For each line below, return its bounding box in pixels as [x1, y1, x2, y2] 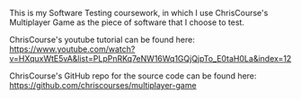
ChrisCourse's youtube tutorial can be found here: [9, 35, 195, 45]
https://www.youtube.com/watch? [9, 44, 136, 54]
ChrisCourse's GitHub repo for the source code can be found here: [9, 70, 257, 81]
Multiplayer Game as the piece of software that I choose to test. [9, 17, 245, 28]
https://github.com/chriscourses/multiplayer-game [9, 80, 197, 90]
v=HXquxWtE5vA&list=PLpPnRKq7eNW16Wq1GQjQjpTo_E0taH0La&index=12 [9, 54, 292, 63]
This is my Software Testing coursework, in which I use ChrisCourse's [9, 8, 269, 18]
